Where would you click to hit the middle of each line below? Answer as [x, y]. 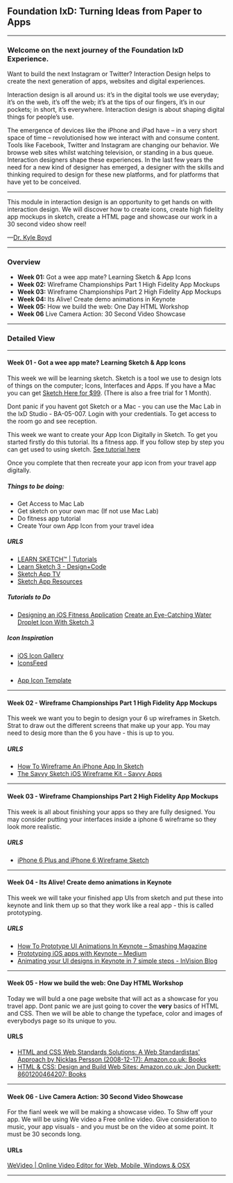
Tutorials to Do [29, 597]
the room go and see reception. [52, 421]
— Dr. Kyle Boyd [29, 238]
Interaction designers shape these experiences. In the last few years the [110, 160]
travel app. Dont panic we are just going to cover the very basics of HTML [113, 1006]
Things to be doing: [36, 486]
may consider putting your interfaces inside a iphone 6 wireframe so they [112, 819]
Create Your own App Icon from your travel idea [85, 526]
